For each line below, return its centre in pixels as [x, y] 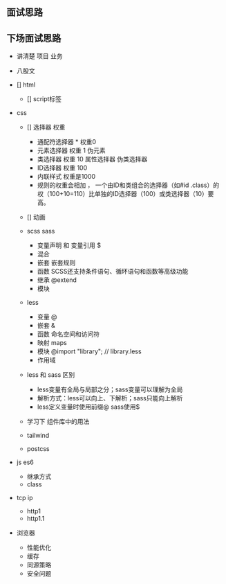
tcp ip [25, 498]
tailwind [38, 436]
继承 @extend [57, 280]
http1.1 [36, 519]
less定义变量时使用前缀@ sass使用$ [88, 407]
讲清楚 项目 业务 [39, 56]
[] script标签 [44, 99]
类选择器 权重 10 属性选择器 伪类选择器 [92, 159]
